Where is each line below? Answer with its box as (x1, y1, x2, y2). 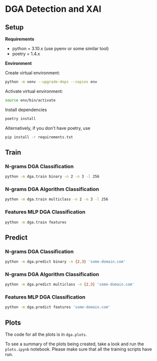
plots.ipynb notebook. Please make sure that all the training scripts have (5, 346, 152, 352)
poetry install (5, 116, 36, 121)
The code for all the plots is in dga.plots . (5, 331, 87, 337)
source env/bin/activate (5, 97, 56, 103)
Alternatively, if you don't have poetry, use (5, 125, 90, 131)
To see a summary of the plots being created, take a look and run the (5, 341, 144, 347)
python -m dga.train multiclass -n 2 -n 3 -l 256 (5, 197, 109, 202)
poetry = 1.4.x (12, 51, 40, 57)
